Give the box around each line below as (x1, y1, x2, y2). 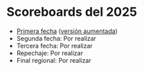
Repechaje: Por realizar (16, 49, 84, 57)
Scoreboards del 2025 (6, 4, 138, 20)
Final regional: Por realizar (16, 56, 91, 64)
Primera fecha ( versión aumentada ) (16, 27, 118, 35)
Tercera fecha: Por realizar (16, 41, 93, 50)
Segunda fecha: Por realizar (16, 34, 96, 42)
